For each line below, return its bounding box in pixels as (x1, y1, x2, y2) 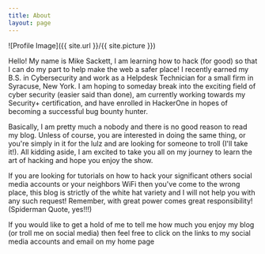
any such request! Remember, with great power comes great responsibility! (8, 195, 253, 206)
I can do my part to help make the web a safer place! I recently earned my (8, 64, 249, 74)
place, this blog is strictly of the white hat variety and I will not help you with (8, 188, 256, 197)
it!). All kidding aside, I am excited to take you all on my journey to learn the (8, 147, 253, 157)
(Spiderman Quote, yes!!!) (8, 204, 93, 214)
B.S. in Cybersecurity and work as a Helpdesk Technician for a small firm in (8, 73, 254, 82)
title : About (8, 11, 51, 20)
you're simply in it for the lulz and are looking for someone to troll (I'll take (8, 138, 248, 148)
